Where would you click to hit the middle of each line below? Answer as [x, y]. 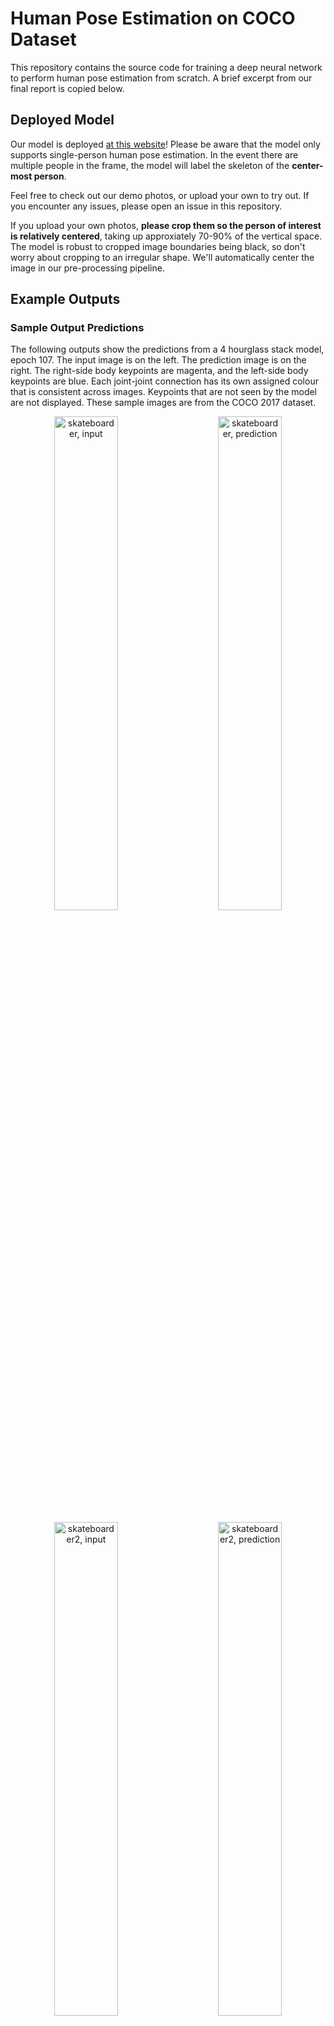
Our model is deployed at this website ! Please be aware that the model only [165, 144]
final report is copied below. [67, 88]
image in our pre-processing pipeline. [87, 268]
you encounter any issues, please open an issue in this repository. [146, 206]
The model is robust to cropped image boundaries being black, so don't [158, 246]
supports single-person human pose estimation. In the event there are [154, 154]
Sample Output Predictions [77, 328]
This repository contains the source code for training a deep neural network [166, 67]
